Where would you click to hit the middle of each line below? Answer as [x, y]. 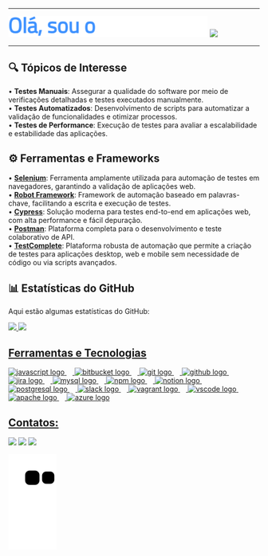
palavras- [224, 194]
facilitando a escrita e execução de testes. [101, 203]
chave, [19, 203]
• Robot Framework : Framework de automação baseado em [108, 194]
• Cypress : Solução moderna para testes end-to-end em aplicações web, [130, 211]
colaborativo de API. [41, 237]
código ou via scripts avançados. [63, 262]
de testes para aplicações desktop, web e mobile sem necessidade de [124, 254]
